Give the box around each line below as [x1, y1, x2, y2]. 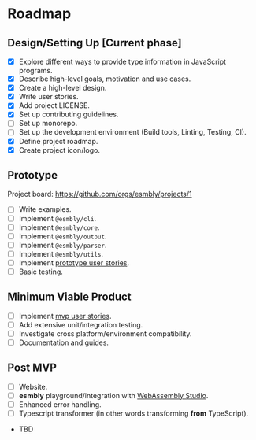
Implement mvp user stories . [18, 311, 112, 320]
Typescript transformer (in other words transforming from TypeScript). [18, 409, 249, 418]
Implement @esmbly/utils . [18, 249, 104, 258]
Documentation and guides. [18, 338, 109, 347]
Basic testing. [18, 267, 64, 276]
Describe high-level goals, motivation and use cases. [18, 74, 191, 83]
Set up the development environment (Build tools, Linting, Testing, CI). [18, 128, 247, 137]
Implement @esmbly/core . [18, 222, 100, 232]
